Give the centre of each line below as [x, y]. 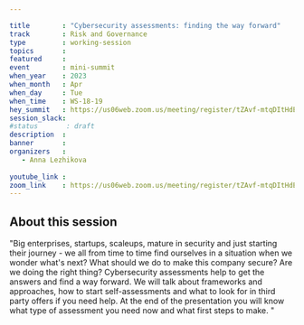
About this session [63, 222]
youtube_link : [38, 177]
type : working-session [70, 42]
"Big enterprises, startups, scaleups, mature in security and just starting [143, 244]
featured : [38, 60]
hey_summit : [38, 109]
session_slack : [38, 118]
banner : [38, 144]
